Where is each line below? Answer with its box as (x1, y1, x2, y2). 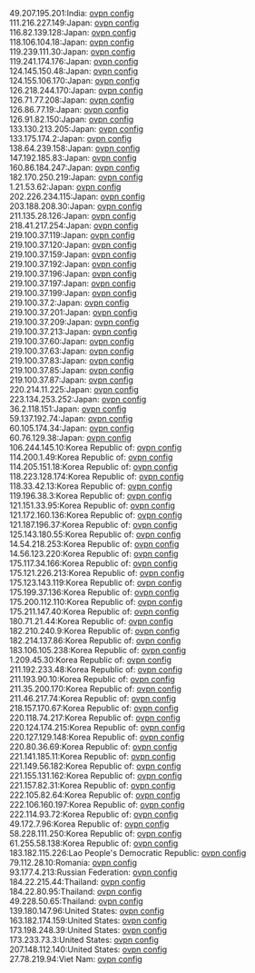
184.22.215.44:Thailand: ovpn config (9, 877, 146, 887)
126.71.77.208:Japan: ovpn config (9, 94, 134, 105)
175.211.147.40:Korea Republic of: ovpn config (9, 606, 180, 617)
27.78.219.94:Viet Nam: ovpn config (9, 954, 142, 964)
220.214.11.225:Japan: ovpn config (9, 384, 139, 394)
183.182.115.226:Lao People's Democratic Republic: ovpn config (9, 848, 247, 858)
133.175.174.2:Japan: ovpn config (9, 134, 132, 144)
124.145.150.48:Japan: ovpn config (9, 65, 139, 76)
